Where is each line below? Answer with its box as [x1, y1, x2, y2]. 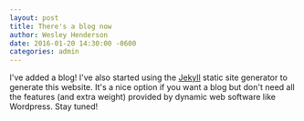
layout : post [9, 13, 59, 23]
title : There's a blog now [9, 22, 112, 31]
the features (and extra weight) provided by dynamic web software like [9, 92, 277, 103]
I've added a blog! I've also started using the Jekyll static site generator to [9, 72, 288, 83]
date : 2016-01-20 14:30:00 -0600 [9, 38, 137, 48]
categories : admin [9, 47, 79, 56]
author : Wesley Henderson [9, 30, 108, 39]
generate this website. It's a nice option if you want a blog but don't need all [9, 82, 295, 93]
